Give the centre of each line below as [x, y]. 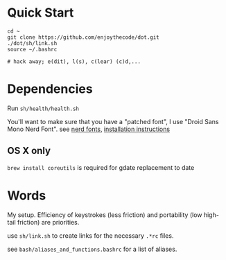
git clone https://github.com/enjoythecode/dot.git [83, 37]
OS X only [29, 151]
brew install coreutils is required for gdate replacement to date [101, 167]
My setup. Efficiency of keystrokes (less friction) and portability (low [105, 215]
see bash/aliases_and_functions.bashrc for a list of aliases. [92, 249]
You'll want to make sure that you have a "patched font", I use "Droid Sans [113, 121]
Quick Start [41, 13]
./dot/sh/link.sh [32, 43]
